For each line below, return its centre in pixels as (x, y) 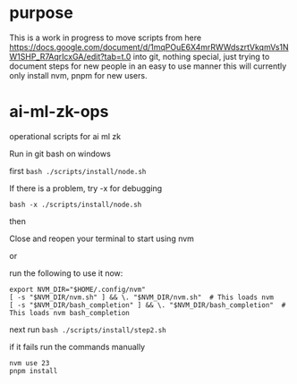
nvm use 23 (30, 363)
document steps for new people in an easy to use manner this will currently (148, 66)
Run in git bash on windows (60, 154)
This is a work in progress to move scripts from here (106, 38)
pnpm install (34, 371)
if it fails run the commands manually (77, 346)
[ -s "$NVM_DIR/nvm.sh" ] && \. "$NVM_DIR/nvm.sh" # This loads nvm (142, 297)
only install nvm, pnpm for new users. (78, 75)
